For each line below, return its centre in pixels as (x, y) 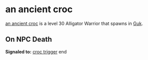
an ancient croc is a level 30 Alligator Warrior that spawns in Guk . (74, 23)
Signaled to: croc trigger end (36, 51)
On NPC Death (29, 39)
